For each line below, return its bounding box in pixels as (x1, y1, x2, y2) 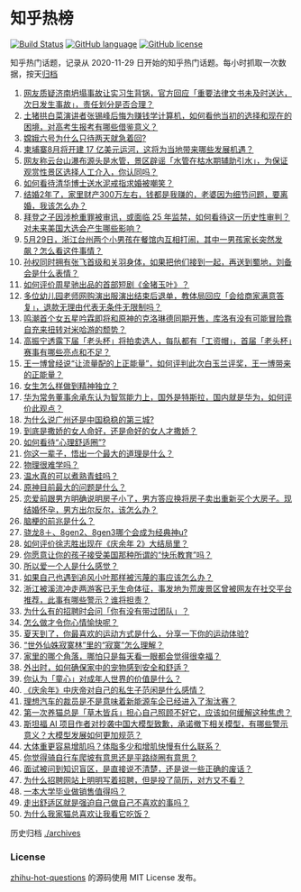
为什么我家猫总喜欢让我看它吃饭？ (23, 808, 150, 819)
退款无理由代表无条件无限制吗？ (42, 301, 162, 312)
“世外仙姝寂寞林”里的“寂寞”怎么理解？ (23, 639, 165, 650)
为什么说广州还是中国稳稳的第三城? (23, 414, 154, 424)
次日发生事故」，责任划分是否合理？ (23, 98, 154, 109)
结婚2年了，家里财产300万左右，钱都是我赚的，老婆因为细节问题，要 (23, 188, 280, 199)
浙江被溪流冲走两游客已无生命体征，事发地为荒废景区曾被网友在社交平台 (23, 583, 292, 594)
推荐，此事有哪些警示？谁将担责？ (23, 594, 150, 605)
